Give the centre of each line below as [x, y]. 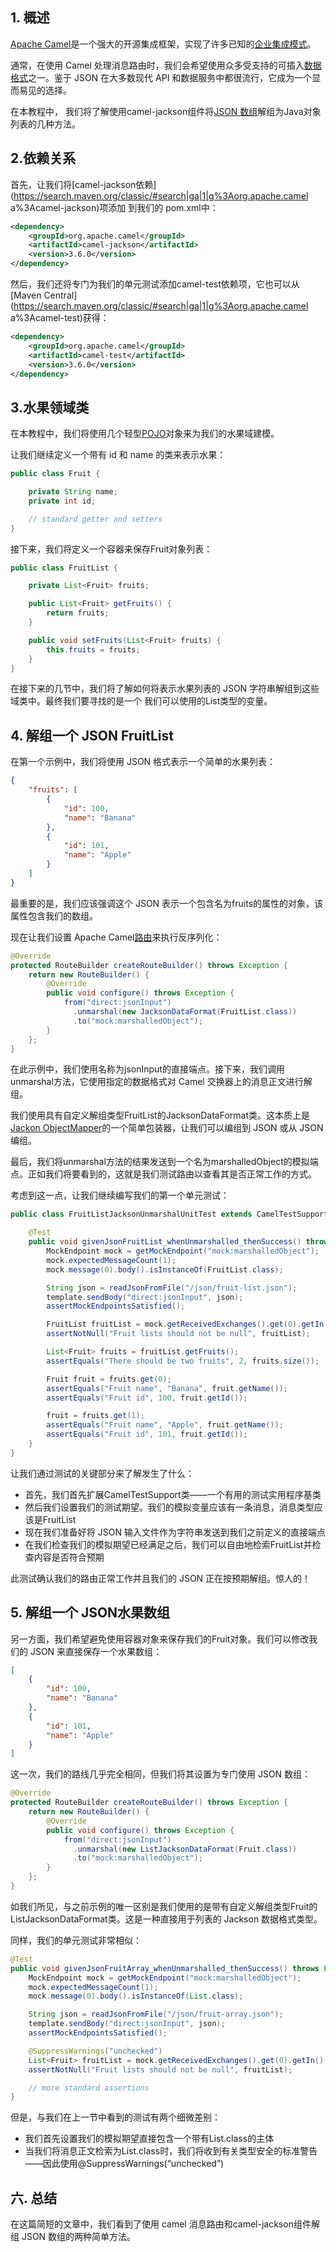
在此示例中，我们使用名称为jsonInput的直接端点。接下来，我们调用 [147, 1069]
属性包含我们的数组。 [54, 915]
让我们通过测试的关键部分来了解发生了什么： [102, 1473]
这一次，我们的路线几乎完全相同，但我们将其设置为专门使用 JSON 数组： [161, 1774]
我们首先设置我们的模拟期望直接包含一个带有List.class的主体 [149, 2139]
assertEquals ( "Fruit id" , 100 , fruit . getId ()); [147, 1398]
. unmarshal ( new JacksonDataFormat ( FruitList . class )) [185, 1012]
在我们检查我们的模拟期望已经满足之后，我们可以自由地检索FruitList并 [168, 1544]
